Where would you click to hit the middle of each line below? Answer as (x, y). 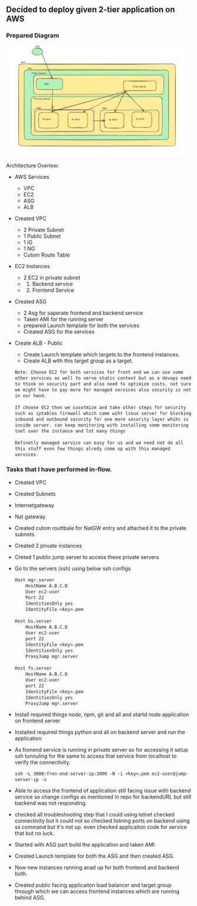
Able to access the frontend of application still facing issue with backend (103, 790)
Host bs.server (33, 621)
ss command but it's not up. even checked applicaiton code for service (101, 827)
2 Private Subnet (44, 230)
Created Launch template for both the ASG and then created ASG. (94, 856)
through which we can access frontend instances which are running (97, 891)
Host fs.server (33, 668)
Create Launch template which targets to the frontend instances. (102, 355)
